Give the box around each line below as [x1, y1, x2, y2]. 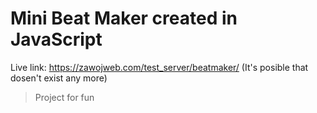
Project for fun [34, 91, 95, 103]
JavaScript [10, 28, 103, 51]
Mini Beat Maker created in [10, 7, 238, 30]
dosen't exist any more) [10, 72, 108, 84]
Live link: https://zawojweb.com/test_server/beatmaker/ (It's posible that [10, 61, 309, 73]
